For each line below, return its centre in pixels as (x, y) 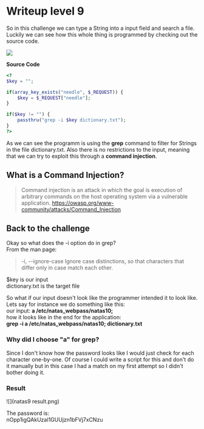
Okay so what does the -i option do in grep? (61, 243)
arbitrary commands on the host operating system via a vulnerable (104, 196)
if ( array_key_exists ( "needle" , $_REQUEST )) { (65, 92)
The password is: (28, 413)
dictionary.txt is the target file (43, 286)
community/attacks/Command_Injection (71, 209)
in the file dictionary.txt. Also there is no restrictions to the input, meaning (98, 149)
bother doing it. (25, 372)
